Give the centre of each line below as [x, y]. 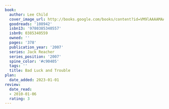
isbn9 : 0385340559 [29, 33]
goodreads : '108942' [31, 24]
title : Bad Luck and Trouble [40, 71]
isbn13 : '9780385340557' [35, 29]
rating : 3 [19, 98]
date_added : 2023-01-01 [34, 80]
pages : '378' [23, 43]
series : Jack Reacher [32, 52]
